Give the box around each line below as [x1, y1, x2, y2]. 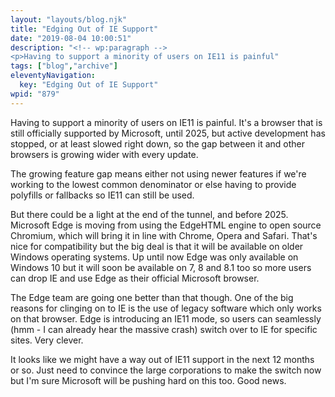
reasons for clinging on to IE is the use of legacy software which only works [10, 302, 322, 314]
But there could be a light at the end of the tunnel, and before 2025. [10, 208, 289, 220]
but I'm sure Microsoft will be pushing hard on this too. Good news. [10, 374, 287, 386]
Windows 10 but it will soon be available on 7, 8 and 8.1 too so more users [10, 261, 312, 273]
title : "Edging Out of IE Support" [10, 24, 159, 34]
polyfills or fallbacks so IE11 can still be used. [10, 189, 195, 201]
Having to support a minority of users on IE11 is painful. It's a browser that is [10, 116, 323, 128]
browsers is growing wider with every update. [10, 148, 199, 160]
